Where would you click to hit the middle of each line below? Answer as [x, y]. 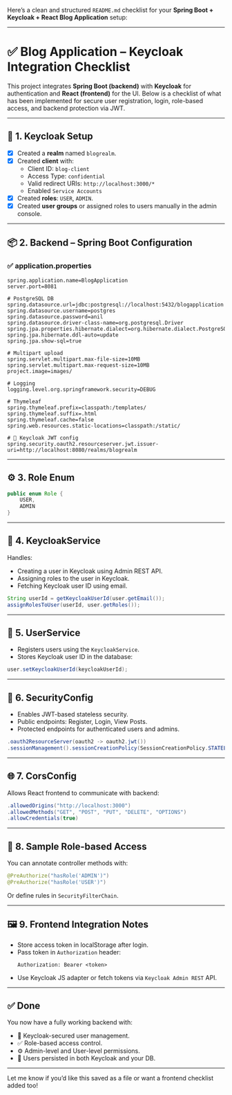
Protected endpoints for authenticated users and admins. [98, 729]
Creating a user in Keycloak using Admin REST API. [90, 571]
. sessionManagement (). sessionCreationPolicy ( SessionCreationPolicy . [108, 748]
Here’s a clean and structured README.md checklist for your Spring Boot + [110, 10]
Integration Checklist [69, 67]
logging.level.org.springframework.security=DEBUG [81, 389]
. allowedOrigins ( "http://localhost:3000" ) [69, 806]
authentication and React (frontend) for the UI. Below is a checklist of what [114, 93]
